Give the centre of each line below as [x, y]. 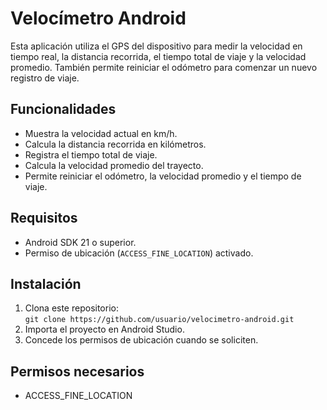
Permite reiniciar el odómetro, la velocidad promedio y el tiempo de [163, 176]
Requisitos [44, 218]
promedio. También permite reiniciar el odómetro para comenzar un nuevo [164, 67]
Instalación [46, 283]
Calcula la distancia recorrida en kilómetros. [115, 144]
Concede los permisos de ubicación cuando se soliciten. [141, 340]
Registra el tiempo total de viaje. [91, 154]
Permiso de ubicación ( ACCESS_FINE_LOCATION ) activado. [139, 253]
